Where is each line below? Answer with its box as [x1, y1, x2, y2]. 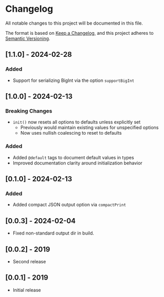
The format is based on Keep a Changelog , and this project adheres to [5, 30, 154, 36]
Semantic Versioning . [5, 35, 50, 41]
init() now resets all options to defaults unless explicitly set [12, 119, 141, 125]
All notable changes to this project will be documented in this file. [5, 20, 143, 26]
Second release [12, 258, 46, 264]
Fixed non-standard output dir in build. [12, 230, 94, 236]
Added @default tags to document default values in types [12, 154, 134, 160]
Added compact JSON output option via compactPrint [12, 202, 127, 208]
